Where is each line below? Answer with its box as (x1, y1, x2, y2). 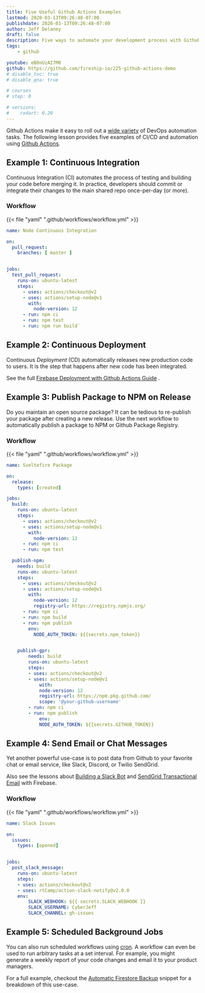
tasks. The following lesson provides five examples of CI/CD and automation (6, 133, 198, 140)
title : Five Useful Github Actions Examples (6, 9, 121, 15)
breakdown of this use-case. (6, 981, 79, 988)
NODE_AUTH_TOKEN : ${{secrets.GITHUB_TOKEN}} (38, 721, 154, 728)
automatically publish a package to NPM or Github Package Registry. (6, 421, 179, 428)
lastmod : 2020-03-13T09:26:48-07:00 (6, 15, 99, 21)
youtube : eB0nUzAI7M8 (6, 59, 62, 66)
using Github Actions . (6, 140, 61, 147)
